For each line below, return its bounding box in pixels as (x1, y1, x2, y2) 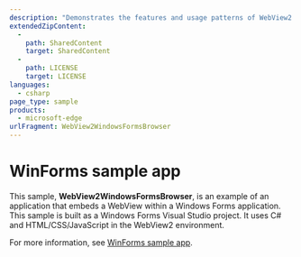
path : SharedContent (25, 38, 103, 48)
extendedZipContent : (9, 22, 87, 31)
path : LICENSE (25, 64, 78, 73)
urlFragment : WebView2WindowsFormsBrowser (9, 123, 171, 132)
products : (9, 106, 47, 115)
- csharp (17, 88, 50, 97)
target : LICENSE (25, 72, 87, 81)
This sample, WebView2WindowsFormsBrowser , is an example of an (9, 190, 269, 201)
